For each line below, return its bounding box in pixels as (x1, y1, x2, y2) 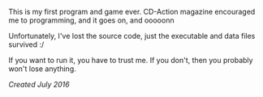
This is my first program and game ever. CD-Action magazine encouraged (8, 7, 256, 16)
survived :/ (8, 40, 45, 49)
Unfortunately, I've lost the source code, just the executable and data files (8, 32, 256, 40)
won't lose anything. (8, 64, 76, 74)
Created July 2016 (8, 80, 71, 89)
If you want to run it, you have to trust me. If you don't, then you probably (8, 56, 253, 65)
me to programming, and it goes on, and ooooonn (8, 15, 175, 25)
